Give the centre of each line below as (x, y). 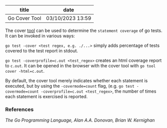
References (19, 109)
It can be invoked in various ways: (40, 36)
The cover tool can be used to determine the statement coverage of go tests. (84, 30)
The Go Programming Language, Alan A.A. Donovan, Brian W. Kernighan (80, 120)
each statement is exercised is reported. (47, 96)
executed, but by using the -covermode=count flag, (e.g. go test (70, 86)
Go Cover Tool (24, 18)
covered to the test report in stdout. (42, 51)
